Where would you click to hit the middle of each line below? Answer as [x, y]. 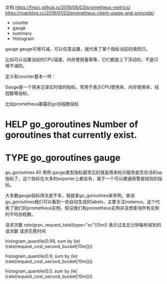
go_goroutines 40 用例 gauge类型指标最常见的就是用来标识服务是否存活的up [84, 172]
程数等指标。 [18, 93]
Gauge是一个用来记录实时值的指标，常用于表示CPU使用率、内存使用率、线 [82, 87]
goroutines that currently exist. [71, 135]
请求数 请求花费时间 [25, 231]
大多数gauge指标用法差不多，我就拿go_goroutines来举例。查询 [70, 195]
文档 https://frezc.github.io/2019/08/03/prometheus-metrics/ [68, 7]
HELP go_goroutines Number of [72, 124]
